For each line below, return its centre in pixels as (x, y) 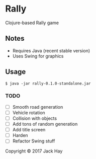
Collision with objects (34, 118)
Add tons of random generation (45, 124)
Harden (20, 135)
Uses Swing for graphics (38, 56)
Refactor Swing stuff (34, 141)
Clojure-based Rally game (32, 23)
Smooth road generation (38, 107)
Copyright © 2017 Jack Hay (34, 151)
